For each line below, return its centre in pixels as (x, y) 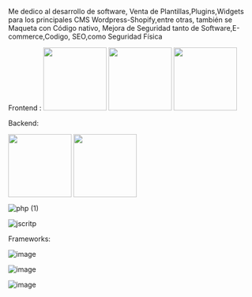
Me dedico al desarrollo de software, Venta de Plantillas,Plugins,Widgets (126, 11)
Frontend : (25, 108)
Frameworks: (30, 239)
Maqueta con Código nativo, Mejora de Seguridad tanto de (104, 28)
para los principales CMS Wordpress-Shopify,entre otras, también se (120, 20)
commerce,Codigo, (39, 36)
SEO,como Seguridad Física (117, 36)
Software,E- (220, 28)
